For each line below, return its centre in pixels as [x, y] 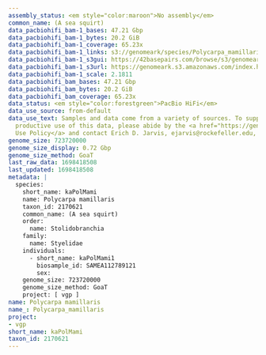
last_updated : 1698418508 [51, 170]
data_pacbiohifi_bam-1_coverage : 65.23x [76, 45]
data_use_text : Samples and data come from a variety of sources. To [125, 119]
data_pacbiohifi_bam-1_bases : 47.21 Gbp [76, 30]
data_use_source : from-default [60, 111]
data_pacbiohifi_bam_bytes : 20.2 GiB [70, 89]
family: [35, 236]
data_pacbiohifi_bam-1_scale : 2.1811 [70, 74]
